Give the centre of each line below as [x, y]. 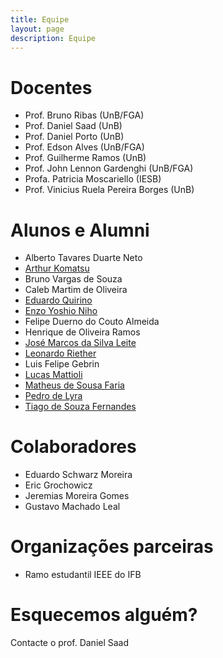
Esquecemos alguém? [104, 615]
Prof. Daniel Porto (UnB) [74, 137]
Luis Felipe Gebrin [62, 364]
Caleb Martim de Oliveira [76, 290]
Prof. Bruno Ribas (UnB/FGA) [84, 115]
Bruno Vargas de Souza [73, 279]
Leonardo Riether [60, 353]
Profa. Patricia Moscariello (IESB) [93, 179]
